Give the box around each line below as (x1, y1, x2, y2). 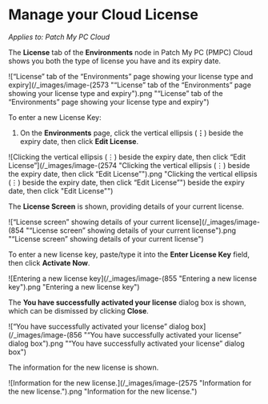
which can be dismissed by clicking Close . (8, 306, 150, 315)
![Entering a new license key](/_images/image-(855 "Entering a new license (8, 274, 258, 283)
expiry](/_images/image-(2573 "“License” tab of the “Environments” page (8, 80, 252, 90)
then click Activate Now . (8, 258, 90, 267)
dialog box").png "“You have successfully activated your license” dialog (8, 338, 246, 348)
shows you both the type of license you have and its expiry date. (8, 56, 222, 66)
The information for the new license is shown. (8, 362, 159, 372)
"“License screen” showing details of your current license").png (26, 226, 237, 235)
